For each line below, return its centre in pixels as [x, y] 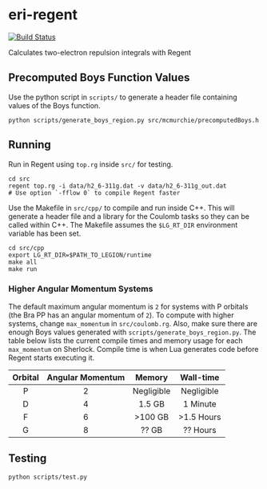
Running [30, 145]
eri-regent [43, 15]
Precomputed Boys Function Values [99, 78]
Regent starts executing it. [52, 358]
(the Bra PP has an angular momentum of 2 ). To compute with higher [121, 315]
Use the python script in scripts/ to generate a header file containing [123, 97]
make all [23, 262]
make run [23, 269]
